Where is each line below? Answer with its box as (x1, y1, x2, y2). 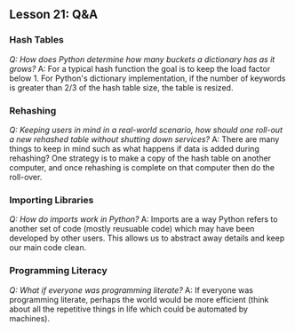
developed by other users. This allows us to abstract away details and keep (9, 233, 285, 243)
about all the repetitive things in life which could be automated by (9, 304, 249, 314)
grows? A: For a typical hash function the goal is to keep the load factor (9, 63, 271, 74)
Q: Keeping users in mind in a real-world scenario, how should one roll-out (9, 124, 283, 135)
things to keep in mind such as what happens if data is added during (9, 143, 259, 154)
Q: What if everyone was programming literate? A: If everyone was (9, 284, 254, 296)
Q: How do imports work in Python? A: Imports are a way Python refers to (9, 214, 278, 225)
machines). (9, 312, 51, 323)
